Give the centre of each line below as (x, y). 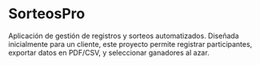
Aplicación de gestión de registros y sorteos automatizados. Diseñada (124, 36)
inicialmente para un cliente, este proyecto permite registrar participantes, (130, 44)
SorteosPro (47, 14)
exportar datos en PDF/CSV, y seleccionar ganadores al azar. (109, 52)
